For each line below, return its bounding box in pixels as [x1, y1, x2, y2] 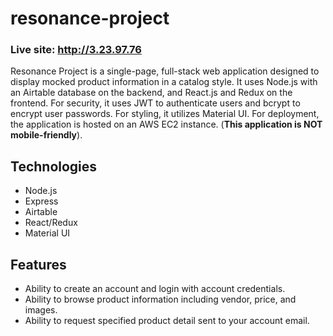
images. [24, 304, 58, 316]
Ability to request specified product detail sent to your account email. [24, 315, 310, 327]
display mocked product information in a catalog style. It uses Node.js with [10, 76, 318, 88]
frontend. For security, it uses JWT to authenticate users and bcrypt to [10, 97, 301, 109]
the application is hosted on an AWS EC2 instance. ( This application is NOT [10, 118, 323, 131]
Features [10, 256, 67, 273]
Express [24, 195, 59, 207]
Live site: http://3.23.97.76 [10, 43, 142, 57]
